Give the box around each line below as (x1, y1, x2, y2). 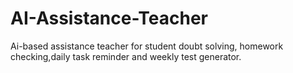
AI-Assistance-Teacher (10, 7, 209, 30)
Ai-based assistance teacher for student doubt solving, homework (10, 40, 284, 52)
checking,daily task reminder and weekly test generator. (10, 50, 242, 62)
